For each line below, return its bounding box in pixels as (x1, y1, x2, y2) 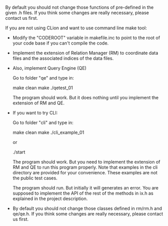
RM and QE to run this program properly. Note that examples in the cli (12, 164, 158, 170)
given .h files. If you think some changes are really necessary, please (5, 10, 149, 16)
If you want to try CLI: (12, 110, 58, 116)
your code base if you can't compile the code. (12, 40, 109, 46)
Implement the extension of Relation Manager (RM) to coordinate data (12, 50, 158, 56)
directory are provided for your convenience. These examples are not (12, 170, 158, 175)
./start (12, 149, 25, 155)
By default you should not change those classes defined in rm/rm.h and (12, 205, 162, 211)
